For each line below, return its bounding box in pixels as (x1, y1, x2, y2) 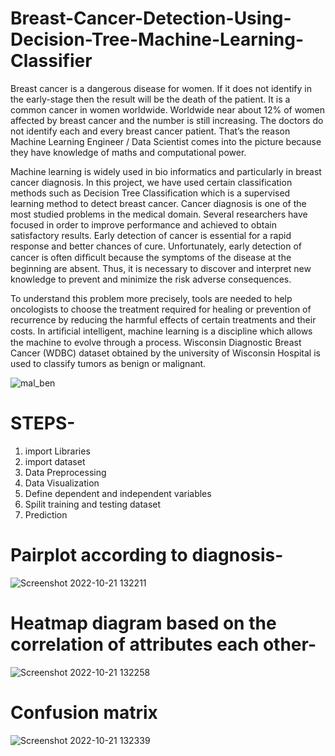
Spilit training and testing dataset (24, 498, 162, 510)
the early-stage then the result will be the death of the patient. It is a (10, 93, 291, 105)
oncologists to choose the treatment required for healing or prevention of (10, 303, 312, 315)
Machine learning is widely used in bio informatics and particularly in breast (10, 165, 322, 177)
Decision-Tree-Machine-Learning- (10, 28, 304, 51)
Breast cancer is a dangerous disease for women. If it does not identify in (10, 82, 312, 94)
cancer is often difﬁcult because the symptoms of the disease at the (10, 251, 292, 263)
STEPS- (10, 412, 76, 435)
